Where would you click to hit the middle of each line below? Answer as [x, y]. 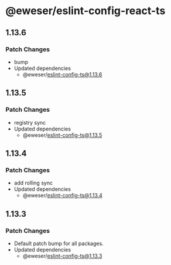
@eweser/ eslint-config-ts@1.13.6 [62, 74]
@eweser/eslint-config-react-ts [85, 11]
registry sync [30, 122]
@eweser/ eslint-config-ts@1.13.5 [62, 135]
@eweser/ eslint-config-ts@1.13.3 [62, 256]
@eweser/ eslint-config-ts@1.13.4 [63, 196]
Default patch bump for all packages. [59, 243]
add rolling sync [33, 183]
